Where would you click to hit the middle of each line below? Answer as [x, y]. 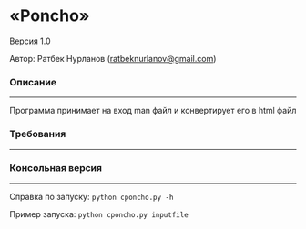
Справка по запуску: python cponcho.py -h [92, 196]
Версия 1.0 [31, 41]
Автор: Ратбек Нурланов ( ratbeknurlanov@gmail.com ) [113, 58]
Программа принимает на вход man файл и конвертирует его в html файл [153, 111]
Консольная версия [56, 168]
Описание [33, 82]
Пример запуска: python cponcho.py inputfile [99, 214]
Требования [38, 134]
